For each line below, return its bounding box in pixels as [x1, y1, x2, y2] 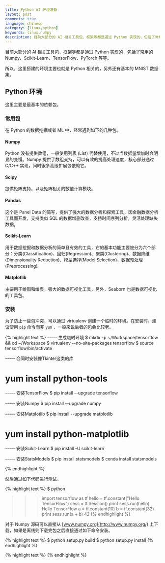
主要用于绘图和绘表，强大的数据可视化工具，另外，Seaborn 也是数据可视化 [5, 286, 157, 292]
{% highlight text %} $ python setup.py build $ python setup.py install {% [5, 537, 154, 543]
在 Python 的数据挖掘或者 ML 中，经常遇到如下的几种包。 [5, 127, 121, 133]
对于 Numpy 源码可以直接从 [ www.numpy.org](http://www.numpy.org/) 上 [5, 521, 154, 528]
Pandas [5, 197, 21, 203]
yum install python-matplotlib [5, 428, 129, 440]
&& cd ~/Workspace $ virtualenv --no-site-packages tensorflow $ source [5, 340, 154, 346]
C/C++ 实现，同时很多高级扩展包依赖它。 [5, 163, 89, 169]
